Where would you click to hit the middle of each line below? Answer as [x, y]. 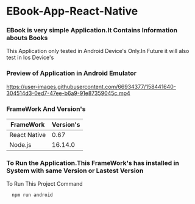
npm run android [32, 195]
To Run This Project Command [45, 184]
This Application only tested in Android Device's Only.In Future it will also [98, 51]
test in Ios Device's [30, 58]
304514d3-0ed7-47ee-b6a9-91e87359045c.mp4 [69, 93]
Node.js [20, 145]
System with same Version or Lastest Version [75, 171]
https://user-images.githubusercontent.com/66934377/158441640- [91, 86]
